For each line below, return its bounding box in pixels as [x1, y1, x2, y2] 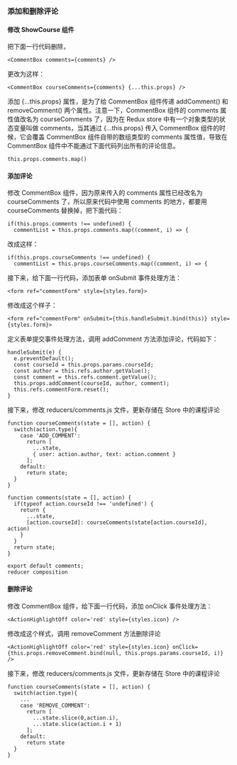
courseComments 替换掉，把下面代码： [7, 206, 123, 215]
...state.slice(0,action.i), [33, 714, 119, 721]
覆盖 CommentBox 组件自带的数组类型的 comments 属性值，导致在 [31, 133, 228, 141]
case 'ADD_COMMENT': [20, 432, 81, 440]
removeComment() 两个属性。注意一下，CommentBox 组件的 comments [7, 106, 219, 115]
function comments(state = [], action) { [7, 494, 132, 501]
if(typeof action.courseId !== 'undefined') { [13, 501, 154, 508]
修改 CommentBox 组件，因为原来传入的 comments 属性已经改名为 [7, 189, 203, 197]
